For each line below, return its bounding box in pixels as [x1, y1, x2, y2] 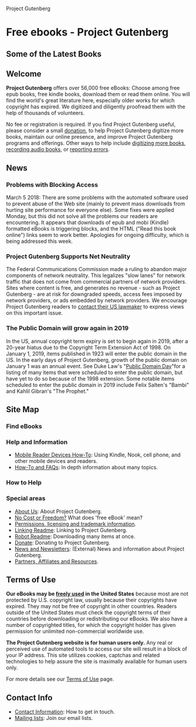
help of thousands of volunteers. [6, 109, 85, 116]
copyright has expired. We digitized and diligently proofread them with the [6, 103, 186, 111]
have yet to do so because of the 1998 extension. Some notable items [6, 375, 175, 382]
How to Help [6, 479, 42, 487]
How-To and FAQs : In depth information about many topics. [14, 464, 158, 471]
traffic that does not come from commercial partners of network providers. [6, 278, 187, 285]
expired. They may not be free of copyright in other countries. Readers [6, 603, 177, 610]
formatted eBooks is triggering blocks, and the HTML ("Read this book [6, 225, 177, 232]
